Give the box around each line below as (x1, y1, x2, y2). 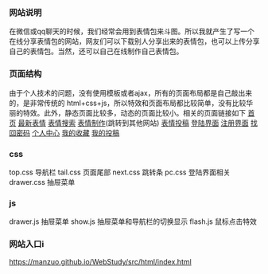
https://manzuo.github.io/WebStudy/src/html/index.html (9, 257, 192, 267)
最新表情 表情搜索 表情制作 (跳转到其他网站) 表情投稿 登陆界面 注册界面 (17, 118, 249, 127)
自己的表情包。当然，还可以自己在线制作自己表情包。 (9, 46, 184, 57)
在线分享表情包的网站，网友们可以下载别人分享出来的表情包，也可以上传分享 (9, 37, 260, 46)
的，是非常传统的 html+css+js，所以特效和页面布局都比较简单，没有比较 (9, 98, 247, 108)
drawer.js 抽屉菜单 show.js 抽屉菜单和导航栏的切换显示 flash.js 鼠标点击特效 (9, 217, 257, 226)
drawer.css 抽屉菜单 (9, 177, 76, 186)
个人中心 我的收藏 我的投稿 (31, 127, 120, 137)
